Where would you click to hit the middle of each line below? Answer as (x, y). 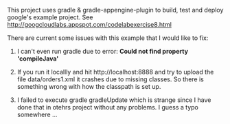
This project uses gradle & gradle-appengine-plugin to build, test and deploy (115, 10)
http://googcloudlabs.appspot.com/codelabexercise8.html (89, 24)
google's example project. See (50, 17)
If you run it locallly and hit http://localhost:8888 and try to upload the (115, 72)
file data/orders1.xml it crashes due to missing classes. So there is (110, 79)
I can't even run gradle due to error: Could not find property (103, 51)
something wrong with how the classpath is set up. (89, 86)
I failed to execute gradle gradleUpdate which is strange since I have (114, 100)
